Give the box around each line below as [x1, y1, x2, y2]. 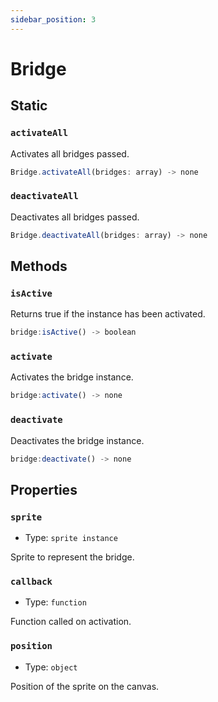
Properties [10, 481, 78, 498]
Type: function [24, 596, 87, 608]
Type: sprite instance [24, 532, 118, 544]
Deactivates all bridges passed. [10, 211, 140, 223]
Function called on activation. [10, 616, 132, 628]
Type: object [24, 661, 78, 673]
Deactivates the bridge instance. [10, 434, 145, 446]
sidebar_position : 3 [10, 14, 97, 25]
